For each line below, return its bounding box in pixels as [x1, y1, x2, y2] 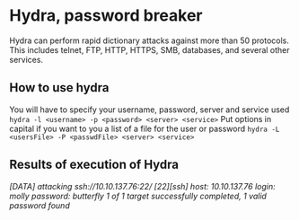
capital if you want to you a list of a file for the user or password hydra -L [9, 123, 280, 134]
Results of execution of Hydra [9, 157, 180, 172]
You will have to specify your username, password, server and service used [9, 104, 290, 115]
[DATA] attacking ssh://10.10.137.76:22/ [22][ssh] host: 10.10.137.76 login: [9, 180, 276, 191]
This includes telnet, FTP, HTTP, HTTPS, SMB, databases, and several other [9, 44, 290, 55]
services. [9, 54, 43, 65]
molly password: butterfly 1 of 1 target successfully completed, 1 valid [9, 190, 268, 201]
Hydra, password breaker [9, 5, 204, 26]
